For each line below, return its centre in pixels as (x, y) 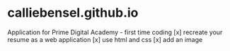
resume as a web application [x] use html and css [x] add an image (105, 39)
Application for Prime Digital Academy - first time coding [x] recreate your (115, 32)
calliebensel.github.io (73, 13)
